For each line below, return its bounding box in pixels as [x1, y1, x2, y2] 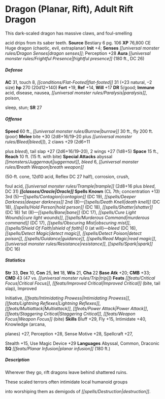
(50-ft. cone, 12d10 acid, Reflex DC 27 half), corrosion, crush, [5, 174, 130, 180]
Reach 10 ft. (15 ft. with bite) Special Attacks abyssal [5, 153, 112, 159]
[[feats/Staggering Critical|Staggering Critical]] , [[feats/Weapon [5, 311, 135, 317]
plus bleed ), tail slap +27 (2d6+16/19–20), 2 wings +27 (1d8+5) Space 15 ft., [5, 148, 159, 154]
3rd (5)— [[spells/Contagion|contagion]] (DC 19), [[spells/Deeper [5, 193, 136, 199]
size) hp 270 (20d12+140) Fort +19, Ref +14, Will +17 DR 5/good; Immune [5, 84, 155, 90]
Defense [5, 67, 23, 73]
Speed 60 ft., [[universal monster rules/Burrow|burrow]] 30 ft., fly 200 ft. [5, 128, 154, 134]
